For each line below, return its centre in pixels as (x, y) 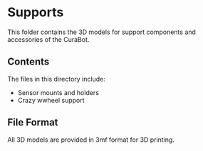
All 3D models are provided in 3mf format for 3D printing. (91, 140)
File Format (33, 122)
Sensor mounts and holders (58, 92)
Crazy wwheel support (51, 100)
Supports (36, 12)
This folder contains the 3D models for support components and (101, 32)
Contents (28, 62)
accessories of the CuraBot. (48, 39)
